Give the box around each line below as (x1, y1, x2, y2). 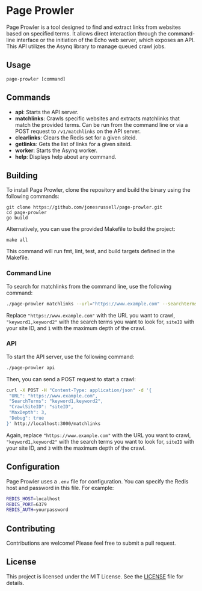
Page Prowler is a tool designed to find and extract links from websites (6, 23, 182, 31)
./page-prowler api (6, 364, 55, 370)
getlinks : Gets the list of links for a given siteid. (14, 140, 132, 147)
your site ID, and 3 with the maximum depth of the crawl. (6, 444, 146, 452)
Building (6, 170, 38, 180)
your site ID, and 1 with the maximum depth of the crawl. (6, 324, 146, 331)
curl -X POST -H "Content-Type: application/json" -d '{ (6, 387, 152, 393)
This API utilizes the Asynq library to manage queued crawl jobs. (6, 43, 167, 50)
